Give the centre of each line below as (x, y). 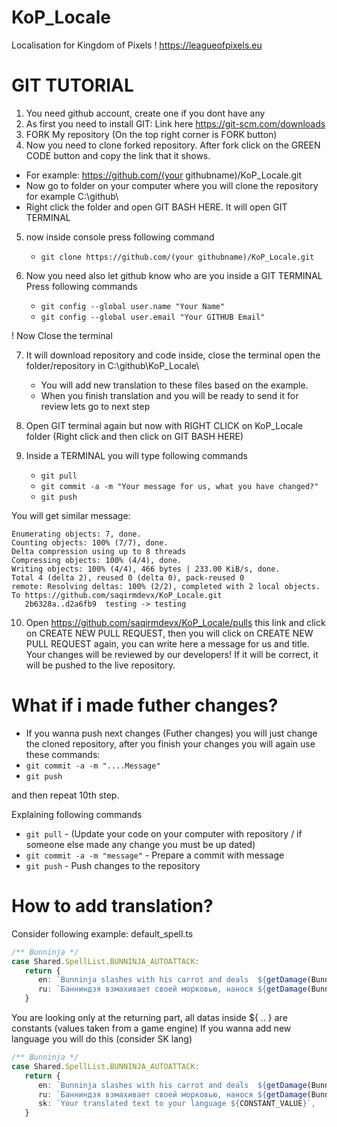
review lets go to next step (95, 406)
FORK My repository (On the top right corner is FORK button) (151, 134)
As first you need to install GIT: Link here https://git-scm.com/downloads (175, 123)
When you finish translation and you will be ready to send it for (169, 395)
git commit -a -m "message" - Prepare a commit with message (155, 855)
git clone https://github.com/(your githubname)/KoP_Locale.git (177, 257)
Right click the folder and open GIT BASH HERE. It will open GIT (156, 207)
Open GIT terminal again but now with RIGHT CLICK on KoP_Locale (164, 425)
